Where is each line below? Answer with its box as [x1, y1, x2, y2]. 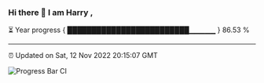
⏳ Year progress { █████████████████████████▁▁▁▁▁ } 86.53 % [8, 25, 250, 34]
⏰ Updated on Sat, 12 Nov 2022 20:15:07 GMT [8, 51, 159, 60]
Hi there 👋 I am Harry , [8, 7, 93, 18]
